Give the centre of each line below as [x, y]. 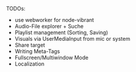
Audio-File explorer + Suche [49, 26]
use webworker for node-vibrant [54, 20]
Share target [30, 45]
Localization [30, 64]
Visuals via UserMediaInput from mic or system [72, 39]
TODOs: [16, 9]
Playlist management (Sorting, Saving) [61, 32]
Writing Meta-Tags [37, 51]
